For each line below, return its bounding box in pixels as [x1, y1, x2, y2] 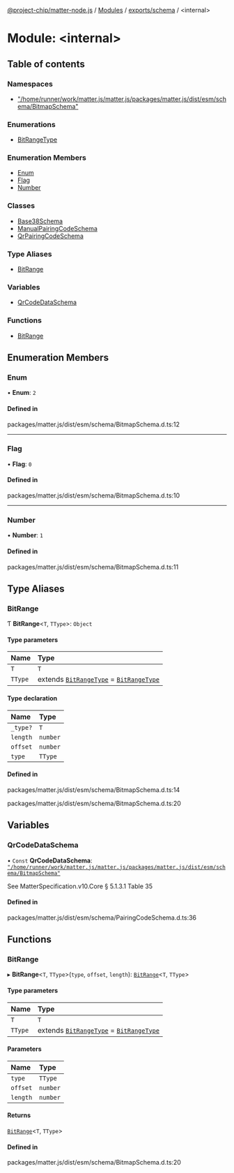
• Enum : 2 [7, 389, 36, 397]
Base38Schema [17, 216, 63, 225]
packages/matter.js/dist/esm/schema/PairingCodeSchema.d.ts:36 [7, 913, 197, 922]
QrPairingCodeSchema [17, 232, 84, 240]
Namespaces [7, 79, 54, 89]
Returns [7, 1111, 31, 1119]
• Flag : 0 [7, 460, 32, 468]
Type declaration [7, 694, 58, 703]
